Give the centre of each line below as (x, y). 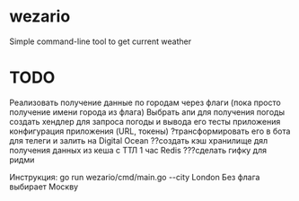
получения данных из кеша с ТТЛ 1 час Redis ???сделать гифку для (138, 150)
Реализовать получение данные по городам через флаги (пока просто (145, 102)
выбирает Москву (44, 187)
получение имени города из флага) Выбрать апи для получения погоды (147, 112)
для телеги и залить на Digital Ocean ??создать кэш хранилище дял (139, 140)
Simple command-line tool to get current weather (100, 41)
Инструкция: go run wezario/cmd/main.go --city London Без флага (135, 177)
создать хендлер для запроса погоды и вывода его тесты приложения (145, 121)
